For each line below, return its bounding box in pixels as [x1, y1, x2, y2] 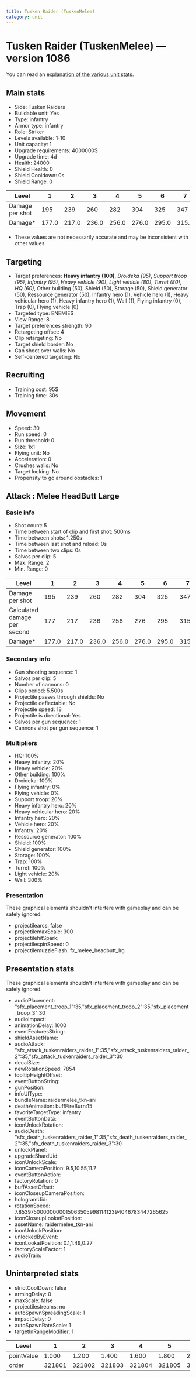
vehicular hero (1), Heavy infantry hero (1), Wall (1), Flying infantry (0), [14, 297, 182, 304]
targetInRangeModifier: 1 [14, 1328, 74, 1335]
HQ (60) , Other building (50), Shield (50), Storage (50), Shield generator [14, 285, 188, 292]
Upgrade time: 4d [14, 153, 57, 160]
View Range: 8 [14, 316, 50, 323]
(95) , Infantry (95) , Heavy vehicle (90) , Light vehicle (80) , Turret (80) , [14, 279, 182, 286]
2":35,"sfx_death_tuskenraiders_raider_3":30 [14, 1140, 123, 1147]
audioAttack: [14, 1041, 45, 1048]
